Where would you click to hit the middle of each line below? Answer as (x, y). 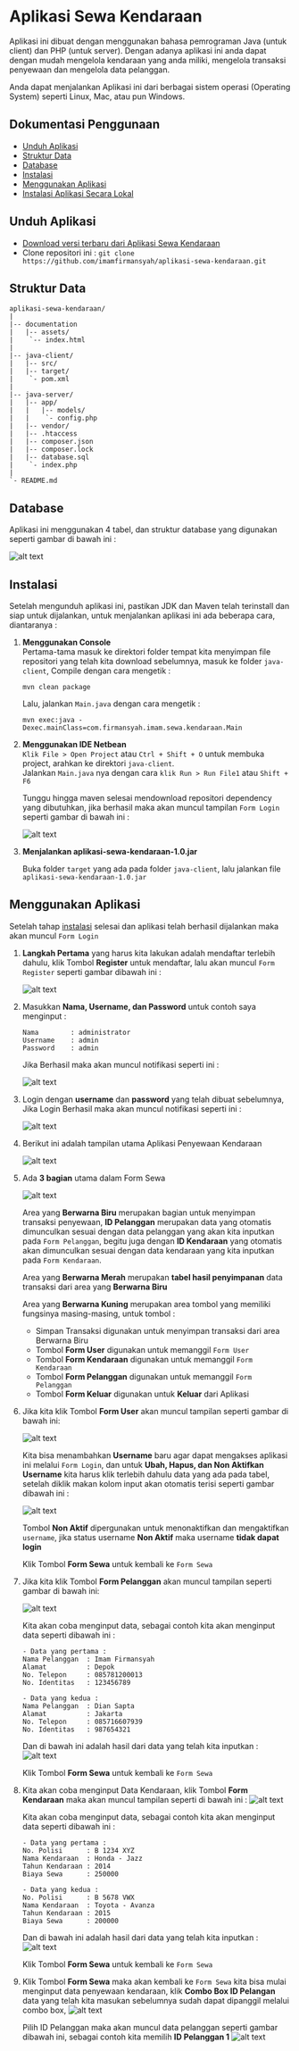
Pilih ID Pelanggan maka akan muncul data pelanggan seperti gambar (150, 2027)
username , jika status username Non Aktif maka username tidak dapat (150, 1537)
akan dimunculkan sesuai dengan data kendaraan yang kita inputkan (148, 1250)
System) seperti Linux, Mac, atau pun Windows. (97, 96)
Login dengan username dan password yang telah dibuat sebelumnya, (153, 1099)
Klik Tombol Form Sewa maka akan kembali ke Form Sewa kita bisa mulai (154, 1981)
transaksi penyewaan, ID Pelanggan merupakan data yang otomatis (147, 1221)
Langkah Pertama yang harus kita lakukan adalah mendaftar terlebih (149, 953)
